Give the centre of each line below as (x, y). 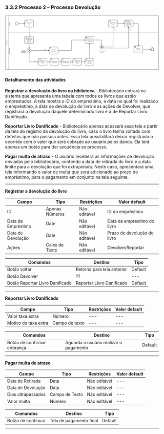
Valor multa (19, 401)
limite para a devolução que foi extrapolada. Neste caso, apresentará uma (79, 166)
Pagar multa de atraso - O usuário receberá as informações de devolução (80, 156)
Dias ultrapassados (26, 394)
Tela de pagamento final (74, 420)
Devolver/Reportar (126, 248)
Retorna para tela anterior (101, 269)
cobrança (17, 348)
